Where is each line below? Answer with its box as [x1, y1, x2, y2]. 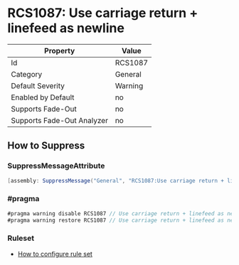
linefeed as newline [7, 20, 124, 36]
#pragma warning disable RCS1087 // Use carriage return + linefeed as [7, 210, 224, 217]
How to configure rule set [17, 249, 92, 258]
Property [43, 45, 75, 55]
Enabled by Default [11, 92, 75, 102]
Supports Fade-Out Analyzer [11, 115, 109, 125]
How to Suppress [7, 140, 85, 152]
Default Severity [11, 80, 65, 90]
